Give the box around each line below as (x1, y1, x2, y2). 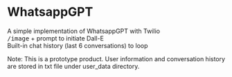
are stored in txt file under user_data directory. (7, 62, 140, 70)
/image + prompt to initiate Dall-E (7, 34, 104, 42)
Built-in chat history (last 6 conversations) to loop (7, 41, 148, 49)
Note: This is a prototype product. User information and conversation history (7, 54, 226, 63)
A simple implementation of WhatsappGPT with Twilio (7, 27, 161, 35)
